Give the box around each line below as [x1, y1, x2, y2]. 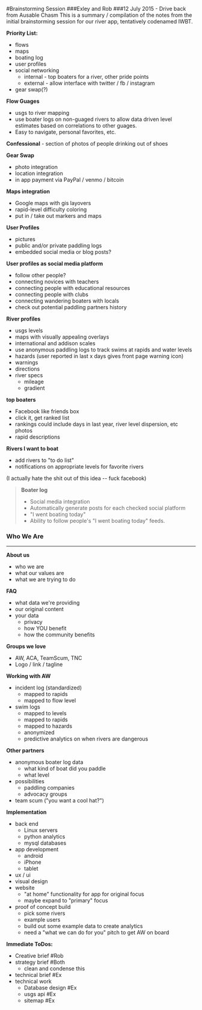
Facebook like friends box [14, 408, 79, 414]
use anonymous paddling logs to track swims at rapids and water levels [14, 346, 192, 353]
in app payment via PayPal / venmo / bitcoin [14, 176, 124, 183]
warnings [14, 359, 38, 366]
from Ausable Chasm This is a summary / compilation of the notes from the [6, 11, 192, 19]
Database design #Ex [23, 984, 77, 991]
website [14, 884, 35, 891]
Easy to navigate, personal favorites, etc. [14, 129, 116, 135]
